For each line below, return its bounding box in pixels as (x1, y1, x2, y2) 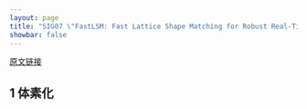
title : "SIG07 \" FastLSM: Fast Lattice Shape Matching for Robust (9, 22, 268, 31)
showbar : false (9, 30, 68, 39)
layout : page (9, 13, 59, 23)
